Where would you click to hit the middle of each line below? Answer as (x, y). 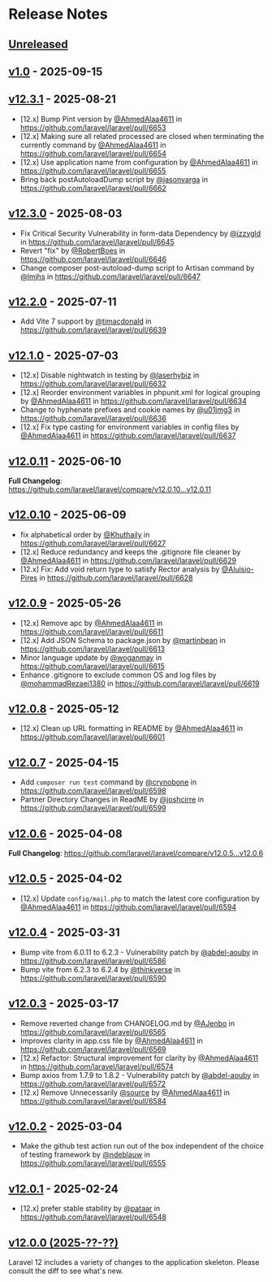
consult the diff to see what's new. (66, 1271)
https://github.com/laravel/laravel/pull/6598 (93, 791)
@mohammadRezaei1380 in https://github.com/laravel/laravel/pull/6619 (140, 683)
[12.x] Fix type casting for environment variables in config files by (130, 427)
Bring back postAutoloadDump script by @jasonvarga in (114, 179)
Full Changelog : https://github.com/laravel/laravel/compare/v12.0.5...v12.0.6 (136, 854)
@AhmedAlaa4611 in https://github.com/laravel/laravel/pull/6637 (128, 436)
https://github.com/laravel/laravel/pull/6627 (93, 543)
